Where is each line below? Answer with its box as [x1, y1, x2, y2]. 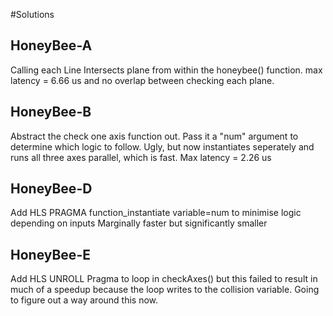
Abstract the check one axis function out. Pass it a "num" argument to [10, 130, 299, 142]
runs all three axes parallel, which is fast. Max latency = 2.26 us [10, 151, 272, 163]
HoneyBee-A [10, 37, 93, 54]
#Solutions [10, 9, 55, 20]
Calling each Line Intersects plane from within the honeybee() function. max [10, 64, 323, 76]
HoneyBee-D [10, 180, 93, 198]
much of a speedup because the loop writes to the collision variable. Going [10, 284, 320, 296]
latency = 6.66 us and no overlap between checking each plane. [10, 74, 275, 86]
